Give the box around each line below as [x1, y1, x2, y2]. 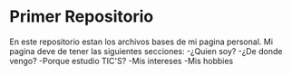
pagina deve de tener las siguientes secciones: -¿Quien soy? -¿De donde [9, 45, 283, 56]
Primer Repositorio [9, 6, 154, 27]
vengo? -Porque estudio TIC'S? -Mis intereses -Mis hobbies [9, 55, 234, 66]
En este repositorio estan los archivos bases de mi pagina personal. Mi [9, 36, 274, 47]
